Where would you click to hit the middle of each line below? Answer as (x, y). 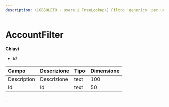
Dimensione (105, 71)
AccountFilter (34, 34)
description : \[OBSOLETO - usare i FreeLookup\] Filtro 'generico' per (82, 10)
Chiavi (12, 49)
